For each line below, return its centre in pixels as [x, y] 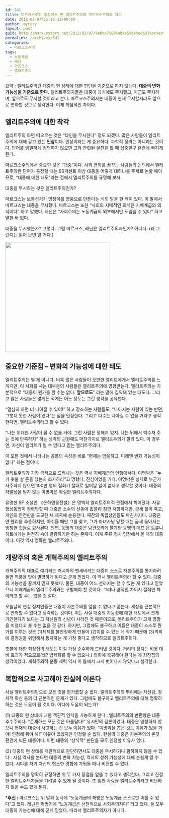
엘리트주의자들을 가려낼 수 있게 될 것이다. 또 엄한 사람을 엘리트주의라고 [79, 781]
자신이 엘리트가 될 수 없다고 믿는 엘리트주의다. [57, 445]
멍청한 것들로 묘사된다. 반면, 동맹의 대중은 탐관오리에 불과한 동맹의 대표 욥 [77, 528]
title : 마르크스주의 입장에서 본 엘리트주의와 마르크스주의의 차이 [64, 15]
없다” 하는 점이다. [22, 462]
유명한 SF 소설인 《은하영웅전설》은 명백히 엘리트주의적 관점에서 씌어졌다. [78, 502]
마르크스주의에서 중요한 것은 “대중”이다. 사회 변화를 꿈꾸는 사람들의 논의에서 [80, 165]
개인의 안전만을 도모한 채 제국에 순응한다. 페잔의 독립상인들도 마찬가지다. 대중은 [83, 515]
